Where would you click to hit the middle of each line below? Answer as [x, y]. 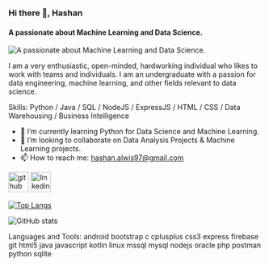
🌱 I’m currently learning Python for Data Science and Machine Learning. [140, 132]
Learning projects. [50, 149]
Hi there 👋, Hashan [46, 13]
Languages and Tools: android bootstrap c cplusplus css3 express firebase [133, 237]
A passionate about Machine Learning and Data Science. [106, 32]
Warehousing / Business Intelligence [69, 116]
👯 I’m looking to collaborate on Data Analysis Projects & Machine [128, 140]
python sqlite [30, 254]
